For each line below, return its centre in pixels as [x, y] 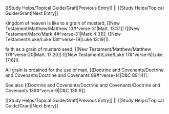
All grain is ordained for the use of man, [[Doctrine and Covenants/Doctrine [84, 70]
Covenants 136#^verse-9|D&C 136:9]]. [46, 91]
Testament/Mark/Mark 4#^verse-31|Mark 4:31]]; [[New [63, 34]
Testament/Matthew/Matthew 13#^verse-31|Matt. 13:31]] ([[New [72, 28]
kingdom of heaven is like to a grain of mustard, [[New [63, 23]
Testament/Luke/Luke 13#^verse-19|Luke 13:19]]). [58, 39]
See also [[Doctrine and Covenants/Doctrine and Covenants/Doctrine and [83, 85]
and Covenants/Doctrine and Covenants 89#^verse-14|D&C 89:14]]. [77, 75]
